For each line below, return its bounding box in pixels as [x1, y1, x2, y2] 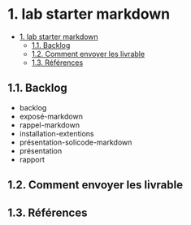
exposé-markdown [19, 111, 83, 121]
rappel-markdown [19, 119, 80, 130]
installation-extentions [19, 128, 94, 138]
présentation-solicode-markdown [19, 137, 132, 147]
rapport [19, 154, 46, 164]
